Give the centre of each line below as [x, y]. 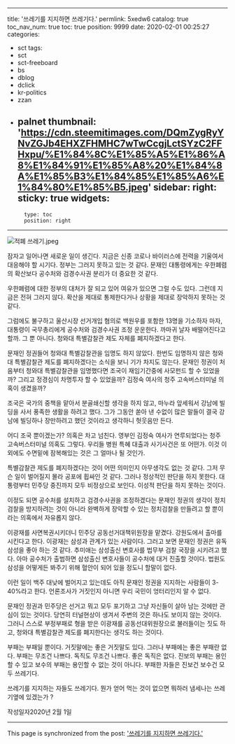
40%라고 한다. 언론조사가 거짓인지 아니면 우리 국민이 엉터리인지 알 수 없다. [109, 591]
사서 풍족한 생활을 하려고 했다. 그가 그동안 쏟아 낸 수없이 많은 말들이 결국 [119, 412]
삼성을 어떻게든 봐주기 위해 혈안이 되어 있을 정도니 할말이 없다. [92, 567]
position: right [48, 220]
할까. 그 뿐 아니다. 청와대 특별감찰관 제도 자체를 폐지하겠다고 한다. [97, 338]
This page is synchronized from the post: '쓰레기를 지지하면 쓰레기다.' [105, 733]
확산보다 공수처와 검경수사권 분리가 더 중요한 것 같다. [86, 273]
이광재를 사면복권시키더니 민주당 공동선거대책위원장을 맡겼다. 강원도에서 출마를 [115, 532]
